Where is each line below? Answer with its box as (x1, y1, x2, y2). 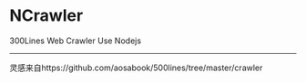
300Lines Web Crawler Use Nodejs (9, 35, 142, 46)
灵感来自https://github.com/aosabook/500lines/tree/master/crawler (9, 62, 263, 73)
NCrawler (9, 5, 84, 26)
